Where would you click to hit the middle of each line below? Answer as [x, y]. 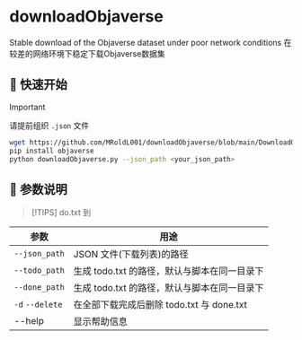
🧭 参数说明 [38, 189]
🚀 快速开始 [38, 85]
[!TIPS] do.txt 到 [61, 213]
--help [29, 321]
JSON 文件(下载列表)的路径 [131, 255]
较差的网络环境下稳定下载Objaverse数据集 [87, 53]
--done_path [40, 288]
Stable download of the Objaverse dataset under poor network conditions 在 [151, 42]
